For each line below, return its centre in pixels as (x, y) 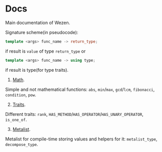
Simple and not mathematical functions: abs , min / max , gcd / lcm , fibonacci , (80, 89)
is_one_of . (16, 119)
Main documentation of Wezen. (38, 23)
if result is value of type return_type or (46, 51)
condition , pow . (21, 95)
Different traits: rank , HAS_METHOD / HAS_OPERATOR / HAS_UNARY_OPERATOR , (74, 114)
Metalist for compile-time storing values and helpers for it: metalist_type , (81, 139)
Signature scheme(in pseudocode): (42, 32)
